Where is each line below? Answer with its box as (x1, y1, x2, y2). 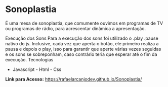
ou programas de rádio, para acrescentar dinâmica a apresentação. (5, 25, 146, 31)
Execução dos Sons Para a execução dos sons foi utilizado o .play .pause (5, 35, 158, 41)
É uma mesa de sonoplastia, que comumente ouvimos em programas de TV (5, 20, 163, 26)
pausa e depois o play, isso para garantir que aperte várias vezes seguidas (5, 46, 161, 52)
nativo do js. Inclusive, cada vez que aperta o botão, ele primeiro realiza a (5, 40, 159, 46)
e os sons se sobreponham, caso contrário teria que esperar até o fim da (5, 51, 157, 57)
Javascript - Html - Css (12, 66, 62, 72)
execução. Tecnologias (5, 56, 54, 62)
